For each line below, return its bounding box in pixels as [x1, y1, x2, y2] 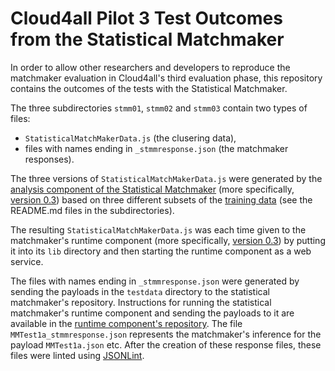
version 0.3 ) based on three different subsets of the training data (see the [10, 193, 313, 206]
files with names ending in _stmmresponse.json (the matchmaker [24, 142, 289, 154]
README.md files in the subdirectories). [10, 204, 175, 216]
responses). [24, 153, 75, 165]
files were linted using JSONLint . [10, 349, 145, 361]
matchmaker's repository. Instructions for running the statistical [10, 296, 272, 308]
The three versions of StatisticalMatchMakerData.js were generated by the [10, 172, 323, 184]
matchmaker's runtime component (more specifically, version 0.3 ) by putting [10, 234, 326, 246]
